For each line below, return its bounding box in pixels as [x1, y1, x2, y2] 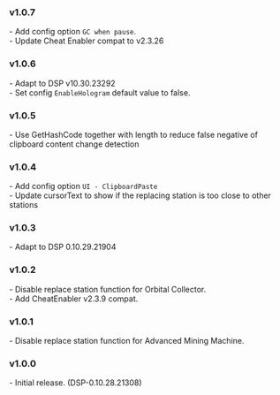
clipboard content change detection [9, 139, 140, 149]
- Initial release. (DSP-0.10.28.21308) [9, 377, 143, 388]
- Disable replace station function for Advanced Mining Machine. [9, 336, 245, 346]
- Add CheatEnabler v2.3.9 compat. [9, 293, 139, 304]
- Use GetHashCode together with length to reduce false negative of [9, 129, 259, 140]
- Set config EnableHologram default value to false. [9, 87, 191, 98]
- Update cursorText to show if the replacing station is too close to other [9, 190, 272, 201]
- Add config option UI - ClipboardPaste [9, 181, 158, 192]
